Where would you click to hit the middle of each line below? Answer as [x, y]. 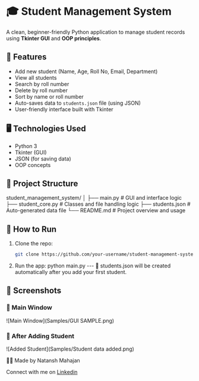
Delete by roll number [41, 90]
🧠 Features [26, 57]
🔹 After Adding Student [40, 336]
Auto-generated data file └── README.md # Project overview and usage [96, 210]
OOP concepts [33, 165]
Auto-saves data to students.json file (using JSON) [78, 103]
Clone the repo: [34, 244]
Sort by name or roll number [49, 96]
